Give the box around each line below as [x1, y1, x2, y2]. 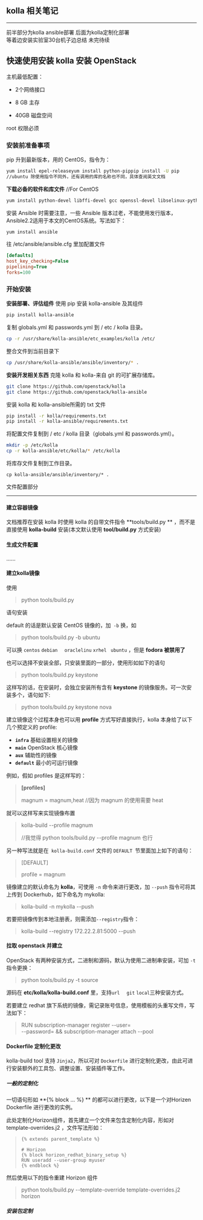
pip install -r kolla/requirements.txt [6, 413, 107, 419]
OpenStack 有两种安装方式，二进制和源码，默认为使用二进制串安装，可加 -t [6, 956, 196, 964]
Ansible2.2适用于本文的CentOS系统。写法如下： [6, 217, 126, 224]
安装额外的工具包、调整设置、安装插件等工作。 [11, 1065, 128, 1072]
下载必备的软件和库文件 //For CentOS [6, 185, 99, 193]
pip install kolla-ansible [6, 312, 74, 318]
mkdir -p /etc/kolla [6, 442, 59, 448]
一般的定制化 [6, 1079, 38, 1087]
